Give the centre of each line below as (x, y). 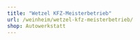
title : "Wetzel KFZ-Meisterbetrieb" (59, 13)
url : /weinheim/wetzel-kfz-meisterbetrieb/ (70, 20)
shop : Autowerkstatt (37, 26)
